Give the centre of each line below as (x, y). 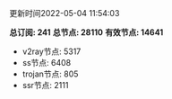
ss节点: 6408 (47, 63)
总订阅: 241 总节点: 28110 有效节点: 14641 (86, 32)
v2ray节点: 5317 (52, 51)
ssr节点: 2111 (45, 85)
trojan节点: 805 (50, 74)
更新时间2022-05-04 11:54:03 (64, 13)
